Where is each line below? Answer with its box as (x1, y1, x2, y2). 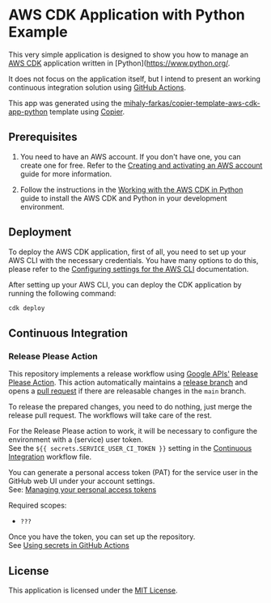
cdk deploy (8, 304, 45, 312)
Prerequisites (8, 130, 78, 144)
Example (8, 23, 68, 41)
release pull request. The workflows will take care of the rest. (8, 410, 213, 420)
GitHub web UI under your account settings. (8, 476, 155, 486)
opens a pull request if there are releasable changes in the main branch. (8, 386, 247, 396)
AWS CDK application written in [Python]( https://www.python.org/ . (8, 58, 231, 68)
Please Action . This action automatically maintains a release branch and (8, 378, 248, 388)
